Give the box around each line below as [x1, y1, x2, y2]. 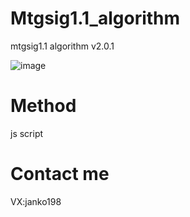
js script [10, 127, 44, 139]
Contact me [10, 163, 110, 186]
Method [10, 95, 77, 117]
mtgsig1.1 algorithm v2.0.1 [10, 40, 115, 52]
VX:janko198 [10, 195, 62, 207]
